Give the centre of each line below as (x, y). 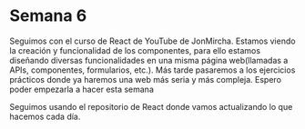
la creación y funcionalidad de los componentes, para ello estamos (135, 50)
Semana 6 (48, 16)
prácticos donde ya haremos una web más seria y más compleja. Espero (146, 79)
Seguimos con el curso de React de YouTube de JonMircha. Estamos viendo (152, 41)
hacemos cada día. (45, 116)
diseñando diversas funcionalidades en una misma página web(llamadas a (149, 60)
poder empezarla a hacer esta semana (82, 89)
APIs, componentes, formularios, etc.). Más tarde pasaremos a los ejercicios (152, 70)
